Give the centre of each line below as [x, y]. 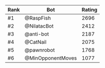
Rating [89, 10]
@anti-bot [37, 34]
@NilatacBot [39, 26]
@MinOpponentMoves [51, 58]
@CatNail [36, 42]
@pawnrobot [40, 50]
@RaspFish [38, 18]
